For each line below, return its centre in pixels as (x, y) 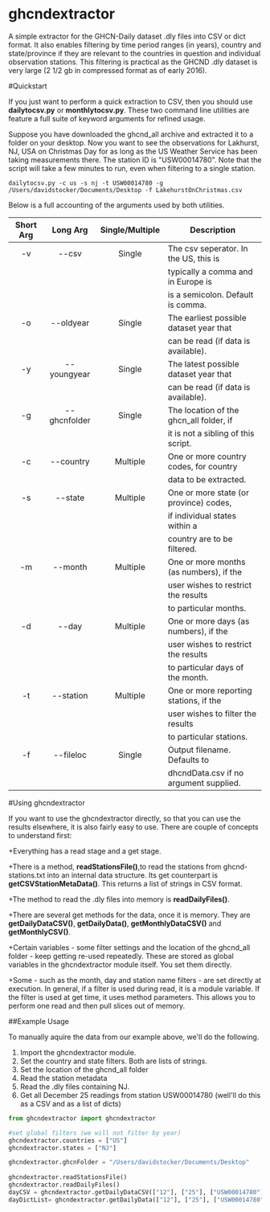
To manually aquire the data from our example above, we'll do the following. (134, 1037)
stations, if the (194, 700)
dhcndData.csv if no (206, 772)
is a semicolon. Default (211, 294)
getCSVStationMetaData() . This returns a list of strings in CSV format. (125, 883)
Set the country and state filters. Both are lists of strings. (113, 1061)
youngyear (70, 374)
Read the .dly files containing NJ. (75, 1087)
